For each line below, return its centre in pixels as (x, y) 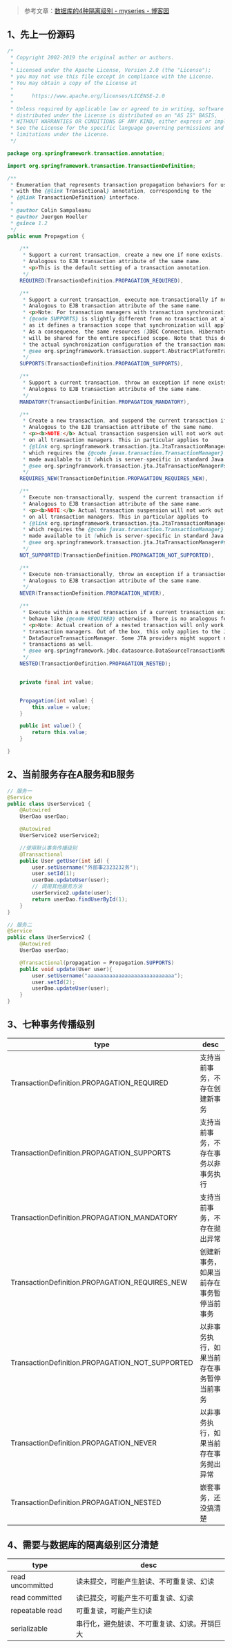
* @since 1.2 (29, 223)
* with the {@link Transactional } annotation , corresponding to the (111, 191)
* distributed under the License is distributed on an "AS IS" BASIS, (114, 115)
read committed (36, 1597)
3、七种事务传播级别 (51, 1025)
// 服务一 (20, 791)
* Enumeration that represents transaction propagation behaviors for (114, 185)
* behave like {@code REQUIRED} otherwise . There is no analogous (120, 619)
